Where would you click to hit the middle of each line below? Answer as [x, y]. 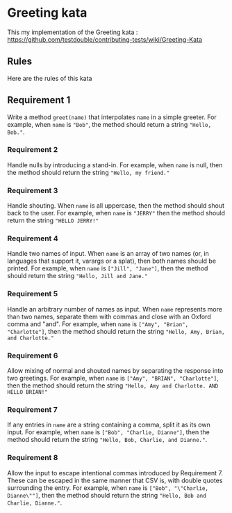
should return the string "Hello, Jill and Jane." [77, 276]
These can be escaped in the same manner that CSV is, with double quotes [115, 480]
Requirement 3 [33, 190]
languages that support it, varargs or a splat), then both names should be [112, 261]
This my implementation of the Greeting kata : [73, 32]
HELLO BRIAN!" [28, 392]
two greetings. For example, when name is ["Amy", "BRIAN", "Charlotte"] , [113, 378]
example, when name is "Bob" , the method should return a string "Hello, [109, 124]
